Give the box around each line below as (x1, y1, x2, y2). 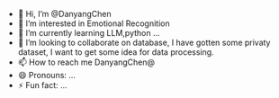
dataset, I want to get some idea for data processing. (17, 47, 214, 58)
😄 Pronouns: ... (17, 70, 76, 80)
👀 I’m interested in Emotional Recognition (17, 18, 170, 29)
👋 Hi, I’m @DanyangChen (17, 9, 112, 19)
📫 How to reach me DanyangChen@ (17, 57, 156, 67)
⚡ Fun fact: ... (17, 80, 67, 90)
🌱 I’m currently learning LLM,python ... (17, 28, 160, 38)
